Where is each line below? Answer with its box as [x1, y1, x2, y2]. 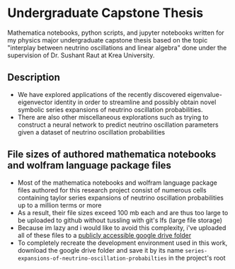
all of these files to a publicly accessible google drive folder [17, 231, 192, 239]
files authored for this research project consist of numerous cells [17, 185, 207, 194]
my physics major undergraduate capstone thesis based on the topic [7, 35, 208, 44]
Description [7, 71, 60, 84]
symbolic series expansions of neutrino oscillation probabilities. [17, 105, 203, 114]
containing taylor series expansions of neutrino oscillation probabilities [17, 193, 224, 202]
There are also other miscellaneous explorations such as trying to [17, 113, 209, 121]
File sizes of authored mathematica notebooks [7, 149, 217, 161]
